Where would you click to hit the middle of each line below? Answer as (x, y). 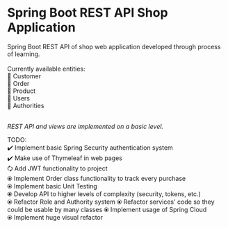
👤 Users (18, 98)
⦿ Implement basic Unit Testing (52, 186)
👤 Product (22, 91)
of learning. (24, 54)
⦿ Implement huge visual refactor (55, 217)
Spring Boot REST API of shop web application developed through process (114, 46)
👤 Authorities (26, 105)
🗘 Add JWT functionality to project (57, 168)
